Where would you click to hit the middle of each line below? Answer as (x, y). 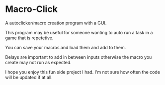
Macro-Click (32, 9)
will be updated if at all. (29, 77)
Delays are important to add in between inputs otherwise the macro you (79, 57)
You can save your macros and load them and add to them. (66, 47)
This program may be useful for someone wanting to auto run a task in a (79, 32)
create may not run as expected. (39, 62)
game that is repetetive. (29, 38)
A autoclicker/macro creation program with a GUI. (56, 23)
